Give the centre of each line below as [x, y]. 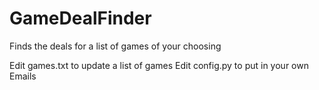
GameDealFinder [80, 18]
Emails [23, 76]
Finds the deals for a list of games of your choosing [115, 46]
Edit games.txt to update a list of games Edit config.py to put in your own [159, 65]
